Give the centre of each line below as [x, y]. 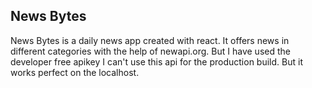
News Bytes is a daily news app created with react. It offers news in [150, 40]
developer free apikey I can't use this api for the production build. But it [156, 61]
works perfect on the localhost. [75, 72]
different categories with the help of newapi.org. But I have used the [150, 51]
